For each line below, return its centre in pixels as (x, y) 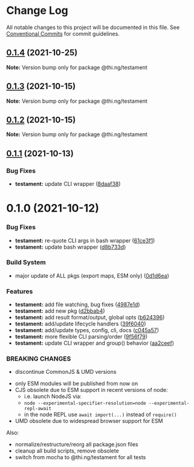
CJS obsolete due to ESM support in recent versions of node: (91, 390)
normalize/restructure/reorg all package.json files (76, 445)
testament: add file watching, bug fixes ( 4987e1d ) (77, 305)
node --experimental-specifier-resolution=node (85, 403)
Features (20, 291)
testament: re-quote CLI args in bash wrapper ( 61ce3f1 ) (85, 240)
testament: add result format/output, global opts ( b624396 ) (90, 318)
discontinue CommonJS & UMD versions (66, 372)
